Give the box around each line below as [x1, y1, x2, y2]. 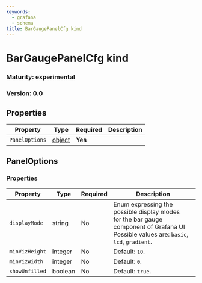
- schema [11, 20, 34, 26]
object [52, 136, 70, 145]
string [52, 219, 69, 227]
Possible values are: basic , [113, 230, 188, 238]
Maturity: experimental [6, 73, 75, 81]
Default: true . [113, 267, 151, 275]
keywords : [6, 8, 31, 15]
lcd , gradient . [113, 237, 152, 246]
